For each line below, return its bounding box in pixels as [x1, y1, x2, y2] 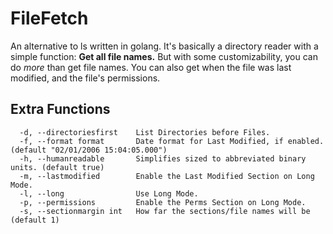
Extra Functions [10, 101, 111, 118]
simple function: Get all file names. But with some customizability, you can [10, 50, 318, 62]
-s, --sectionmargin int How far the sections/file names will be [19, 206, 311, 216]
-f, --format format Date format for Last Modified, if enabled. [19, 136, 325, 146]
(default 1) [10, 215, 60, 225]
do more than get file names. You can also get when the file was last [10, 61, 292, 73]
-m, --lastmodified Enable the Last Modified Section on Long [19, 171, 315, 181]
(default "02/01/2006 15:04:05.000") [10, 145, 168, 155]
